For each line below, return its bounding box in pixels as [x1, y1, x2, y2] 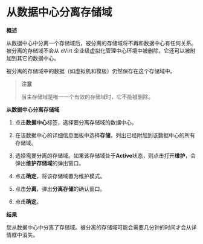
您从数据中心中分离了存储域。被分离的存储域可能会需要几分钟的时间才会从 [6, 223, 192, 231]
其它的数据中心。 [16, 54, 59, 62]
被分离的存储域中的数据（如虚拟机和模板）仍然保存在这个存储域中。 [6, 67, 176, 74]
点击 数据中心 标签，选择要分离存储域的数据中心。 [14, 118, 137, 126]
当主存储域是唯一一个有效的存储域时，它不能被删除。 [21, 93, 154, 100]
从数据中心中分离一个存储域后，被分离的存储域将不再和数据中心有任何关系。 [6, 39, 197, 47]
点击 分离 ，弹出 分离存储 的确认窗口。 [14, 185, 106, 192]
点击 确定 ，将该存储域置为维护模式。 [14, 172, 106, 179]
